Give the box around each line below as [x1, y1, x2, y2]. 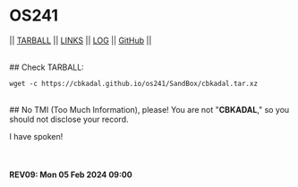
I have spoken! [9, 131, 64, 141]
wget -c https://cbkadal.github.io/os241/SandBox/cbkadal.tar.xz [9, 79, 258, 88]
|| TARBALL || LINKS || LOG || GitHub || [9, 35, 152, 46]
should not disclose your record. [9, 114, 129, 124]
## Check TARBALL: [9, 62, 85, 72]
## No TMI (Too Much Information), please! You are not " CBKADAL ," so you [9, 104, 290, 115]
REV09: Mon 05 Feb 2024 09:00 [9, 169, 132, 180]
